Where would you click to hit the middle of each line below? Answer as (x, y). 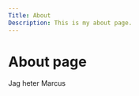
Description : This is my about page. (70, 23)
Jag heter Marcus (37, 83)
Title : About (30, 15)
